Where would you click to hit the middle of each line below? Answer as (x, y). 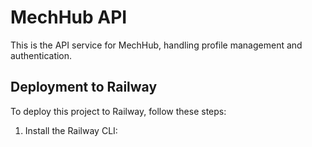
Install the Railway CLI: (71, 130)
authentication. (41, 55)
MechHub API (69, 17)
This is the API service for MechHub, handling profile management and (156, 45)
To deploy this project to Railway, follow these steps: (118, 111)
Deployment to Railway (84, 87)
